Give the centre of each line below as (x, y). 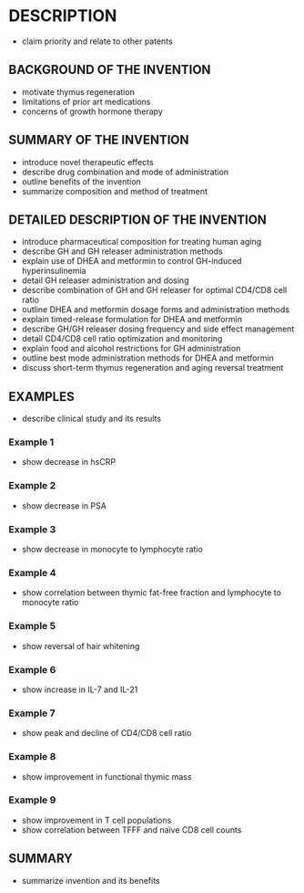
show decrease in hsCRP (68, 462)
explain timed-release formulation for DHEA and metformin (132, 320)
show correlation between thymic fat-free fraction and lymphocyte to (151, 593)
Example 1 (31, 442)
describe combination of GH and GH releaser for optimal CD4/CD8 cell (154, 290)
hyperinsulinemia (54, 271)
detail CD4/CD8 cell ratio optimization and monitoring (122, 339)
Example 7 (32, 713)
